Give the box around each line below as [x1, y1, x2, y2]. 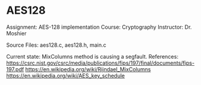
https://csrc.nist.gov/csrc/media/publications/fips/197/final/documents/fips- [6, 59, 195, 66]
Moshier [6, 29, 27, 37]
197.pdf [6, 65, 24, 72]
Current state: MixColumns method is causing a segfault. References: [6, 53, 179, 60]
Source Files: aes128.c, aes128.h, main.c [6, 41, 107, 48]
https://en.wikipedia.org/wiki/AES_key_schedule [6, 72, 125, 79]
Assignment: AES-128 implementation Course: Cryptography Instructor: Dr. [6, 23, 192, 31]
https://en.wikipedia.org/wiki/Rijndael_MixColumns [25, 65, 151, 72]
